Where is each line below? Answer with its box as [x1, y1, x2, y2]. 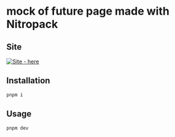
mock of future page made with [6, 4, 170, 18]
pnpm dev [6, 125, 29, 131]
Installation [6, 75, 50, 86]
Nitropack [6, 17, 58, 31]
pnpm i [6, 92, 23, 98]
